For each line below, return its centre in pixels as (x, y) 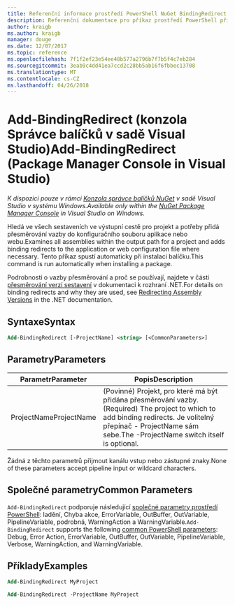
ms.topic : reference (37, 53)
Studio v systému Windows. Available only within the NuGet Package (106, 206)
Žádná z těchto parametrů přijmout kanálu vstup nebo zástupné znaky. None (117, 460)
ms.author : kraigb (34, 33)
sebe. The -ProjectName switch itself (164, 435)
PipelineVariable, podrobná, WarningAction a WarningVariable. (97, 522)
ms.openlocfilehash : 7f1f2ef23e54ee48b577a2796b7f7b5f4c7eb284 (101, 59)
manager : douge (29, 40)
